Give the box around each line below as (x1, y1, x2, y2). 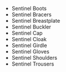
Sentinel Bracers (11, 11, 52, 18)
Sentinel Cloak (11, 36, 47, 42)
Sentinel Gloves (11, 48, 50, 55)
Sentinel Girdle (11, 42, 47, 49)
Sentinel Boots (11, 5, 47, 12)
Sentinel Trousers (11, 60, 54, 67)
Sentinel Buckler (11, 23, 51, 30)
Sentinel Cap (11, 30, 43, 37)
